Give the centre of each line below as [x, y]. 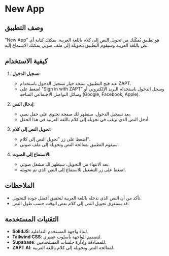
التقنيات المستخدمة [32, 219]
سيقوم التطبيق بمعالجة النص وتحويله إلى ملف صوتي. [69, 144]
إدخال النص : [23, 104]
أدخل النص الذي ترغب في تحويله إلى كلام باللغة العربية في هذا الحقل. [85, 119]
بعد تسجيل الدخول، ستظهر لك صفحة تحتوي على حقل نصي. [75, 114]
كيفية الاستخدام [26, 61]
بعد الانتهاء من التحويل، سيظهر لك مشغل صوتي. [65, 164]
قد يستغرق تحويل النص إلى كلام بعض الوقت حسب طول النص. [71, 203]
